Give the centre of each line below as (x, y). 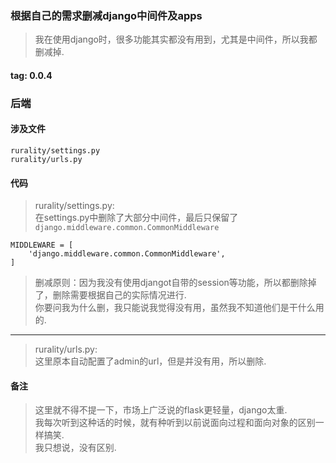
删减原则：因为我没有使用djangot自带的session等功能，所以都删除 (171, 283)
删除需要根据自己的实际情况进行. (119, 295)
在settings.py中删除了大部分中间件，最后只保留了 (136, 218)
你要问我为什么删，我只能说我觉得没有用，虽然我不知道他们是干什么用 (179, 308)
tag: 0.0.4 (31, 75)
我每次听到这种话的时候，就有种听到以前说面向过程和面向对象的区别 (175, 423)
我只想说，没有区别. (75, 448)
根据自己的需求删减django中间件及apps (106, 15)
